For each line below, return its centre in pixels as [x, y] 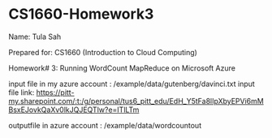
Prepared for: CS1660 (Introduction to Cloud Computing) [103, 52]
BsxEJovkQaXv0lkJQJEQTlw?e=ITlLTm [74, 110]
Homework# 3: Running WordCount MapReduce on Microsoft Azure [122, 68]
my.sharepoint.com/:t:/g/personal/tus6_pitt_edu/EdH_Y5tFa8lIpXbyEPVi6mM [136, 101]
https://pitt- [55, 92]
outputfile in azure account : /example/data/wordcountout [105, 125]
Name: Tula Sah [35, 37]
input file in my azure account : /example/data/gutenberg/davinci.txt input [132, 84]
